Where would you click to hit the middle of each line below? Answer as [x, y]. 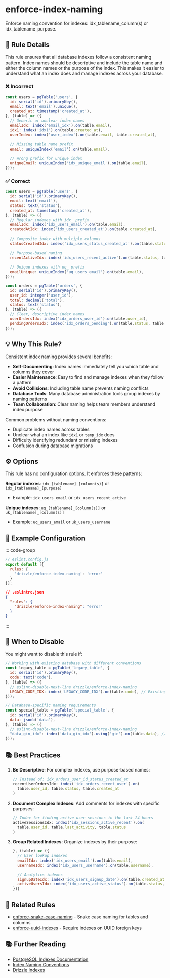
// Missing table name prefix [41, 144]
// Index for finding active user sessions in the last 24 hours [83, 818]
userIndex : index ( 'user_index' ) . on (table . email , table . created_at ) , [83, 135]
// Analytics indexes [40, 875]
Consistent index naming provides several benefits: [59, 357]
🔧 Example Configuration [46, 538]
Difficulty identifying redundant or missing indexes [65, 440]
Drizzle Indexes [29, 970]
